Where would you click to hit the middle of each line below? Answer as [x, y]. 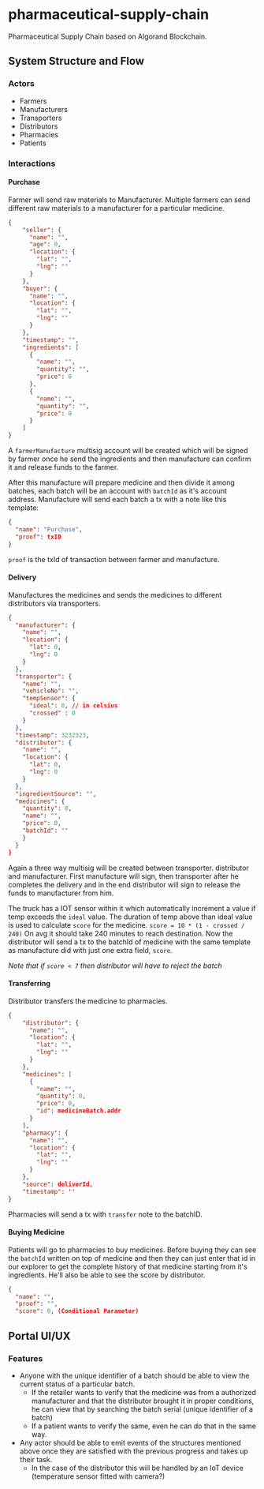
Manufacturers [44, 109]
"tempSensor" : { [49, 699]
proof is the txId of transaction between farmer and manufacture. [114, 559]
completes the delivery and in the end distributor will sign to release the [125, 884]
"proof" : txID [38, 537]
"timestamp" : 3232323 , [52, 735]
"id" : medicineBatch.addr [79, 1111]
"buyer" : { [40, 289]
